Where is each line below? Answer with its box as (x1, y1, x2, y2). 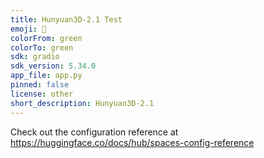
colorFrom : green (10, 33, 83, 43)
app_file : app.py (10, 71, 83, 81)
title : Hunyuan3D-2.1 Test (10, 14, 123, 25)
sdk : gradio (10, 52, 60, 62)
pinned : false (10, 80, 70, 90)
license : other (10, 89, 74, 99)
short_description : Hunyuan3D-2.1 (10, 98, 155, 108)
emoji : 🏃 (10, 24, 47, 34)
